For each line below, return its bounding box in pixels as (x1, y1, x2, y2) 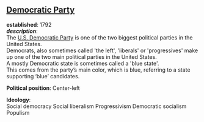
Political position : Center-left (6, 84, 81, 92)
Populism (6, 109, 30, 116)
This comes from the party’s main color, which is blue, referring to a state (6, 66, 191, 73)
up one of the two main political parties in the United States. (6, 53, 157, 60)
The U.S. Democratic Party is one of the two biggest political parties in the (6, 33, 193, 41)
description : (6, 27, 38, 35)
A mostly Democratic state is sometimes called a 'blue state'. (6, 59, 159, 67)
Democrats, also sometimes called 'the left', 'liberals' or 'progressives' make (6, 47, 199, 54)
